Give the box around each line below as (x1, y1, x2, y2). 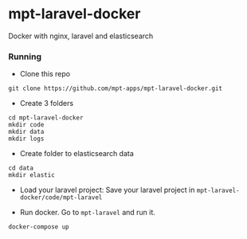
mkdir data (8, 128, 45, 136)
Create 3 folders (19, 99, 74, 108)
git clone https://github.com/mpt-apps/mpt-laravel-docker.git (8, 84, 223, 92)
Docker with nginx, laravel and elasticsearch (8, 31, 154, 41)
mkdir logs (8, 135, 45, 143)
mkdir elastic (8, 171, 56, 179)
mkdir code (8, 121, 45, 129)
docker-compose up (8, 223, 69, 231)
